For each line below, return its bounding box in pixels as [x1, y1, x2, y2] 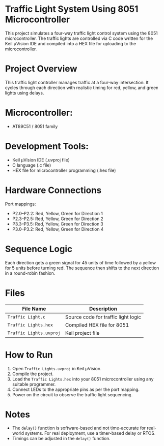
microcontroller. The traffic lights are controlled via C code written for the [5, 35, 153, 41]
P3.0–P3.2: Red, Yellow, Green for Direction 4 [12, 226, 104, 232]
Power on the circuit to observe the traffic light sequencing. [12, 391, 133, 397]
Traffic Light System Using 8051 [5, 3, 138, 15]
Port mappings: [5, 201, 36, 207]
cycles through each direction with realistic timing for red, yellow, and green [5, 85, 159, 91]
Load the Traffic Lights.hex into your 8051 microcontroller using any [12, 376, 154, 382]
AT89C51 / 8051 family [12, 123, 58, 129]
